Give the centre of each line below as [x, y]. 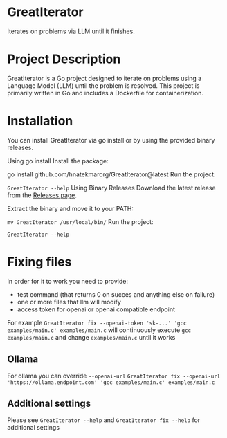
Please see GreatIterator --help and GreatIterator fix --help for [104, 420]
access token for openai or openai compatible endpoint [96, 309]
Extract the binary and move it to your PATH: [70, 208]
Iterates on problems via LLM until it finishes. [71, 31]
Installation [40, 121]
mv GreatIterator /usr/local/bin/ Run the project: [80, 221]
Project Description [64, 59]
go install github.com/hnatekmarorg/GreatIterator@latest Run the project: [111, 174]
